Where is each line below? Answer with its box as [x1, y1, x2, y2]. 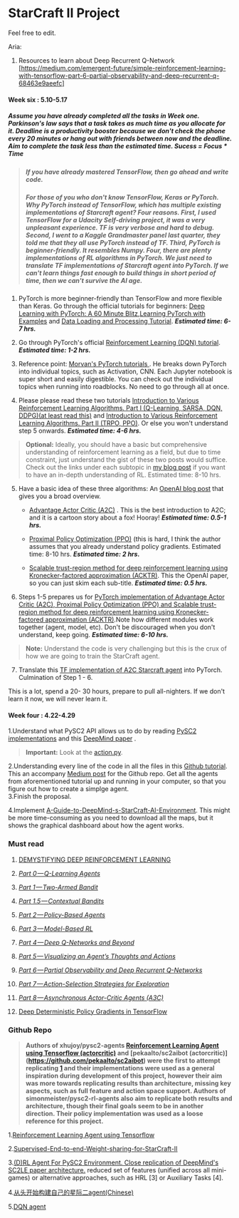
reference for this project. [25, 1117, 104, 1125]
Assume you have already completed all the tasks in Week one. [8, 112, 200, 120]
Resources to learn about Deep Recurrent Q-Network [18, 56, 175, 65]
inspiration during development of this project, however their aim [25, 1071, 223, 1080]
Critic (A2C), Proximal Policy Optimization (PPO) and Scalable [18, 600, 199, 609]
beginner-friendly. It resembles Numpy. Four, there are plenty [25, 246, 212, 254]
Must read [8, 839, 45, 849]
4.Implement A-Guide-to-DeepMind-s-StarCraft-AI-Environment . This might [8, 806, 230, 815]
